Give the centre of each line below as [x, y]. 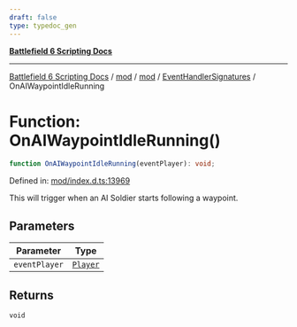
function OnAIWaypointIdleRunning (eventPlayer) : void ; [112, 164]
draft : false [33, 17]
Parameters [42, 226]
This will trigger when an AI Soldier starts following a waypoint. [124, 198]
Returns [32, 295]
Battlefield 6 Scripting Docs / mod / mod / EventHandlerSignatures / [133, 76]
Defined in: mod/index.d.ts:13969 [70, 181]
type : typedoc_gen [43, 26]
